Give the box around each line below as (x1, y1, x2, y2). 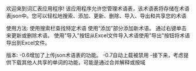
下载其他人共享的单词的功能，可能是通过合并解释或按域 (11, 59, 145, 66)
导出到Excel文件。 (6, 40, 51, 46)
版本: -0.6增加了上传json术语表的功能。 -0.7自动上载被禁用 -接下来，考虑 (6, 52, 184, 58)
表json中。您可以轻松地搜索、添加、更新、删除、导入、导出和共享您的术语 (6, 12, 187, 19)
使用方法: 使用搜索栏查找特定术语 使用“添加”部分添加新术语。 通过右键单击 (6, 25, 187, 31)
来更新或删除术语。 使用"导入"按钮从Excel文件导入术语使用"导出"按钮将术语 (6, 32, 190, 39)
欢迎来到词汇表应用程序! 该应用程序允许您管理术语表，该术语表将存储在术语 (6, 5, 190, 12)
